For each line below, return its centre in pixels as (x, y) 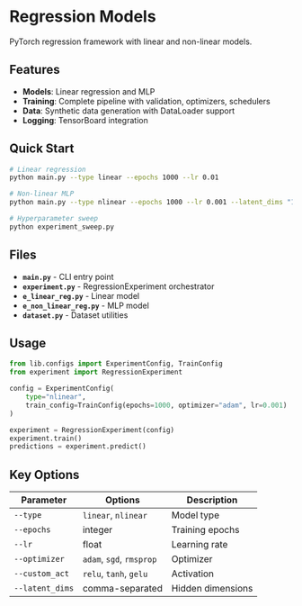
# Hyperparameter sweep (54, 219)
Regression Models (83, 17)
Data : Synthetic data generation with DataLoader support (129, 111)
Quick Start (42, 149)
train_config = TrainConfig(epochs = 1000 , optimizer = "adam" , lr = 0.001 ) (156, 405)
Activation (192, 574)
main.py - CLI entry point (68, 276)
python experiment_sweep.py (62, 227)
